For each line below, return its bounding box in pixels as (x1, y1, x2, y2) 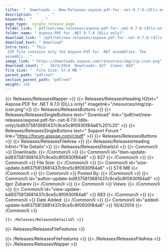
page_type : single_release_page (5, 21, 75, 27)
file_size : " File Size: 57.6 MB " (5, 68, 81, 73)
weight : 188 (5, 82, 30, 87)
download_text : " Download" (5, 40, 64, 45)
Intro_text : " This (5, 45, 46, 50)
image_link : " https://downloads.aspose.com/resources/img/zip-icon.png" (5, 59, 162, 64)
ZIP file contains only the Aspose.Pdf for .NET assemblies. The (7, 49, 146, 54)
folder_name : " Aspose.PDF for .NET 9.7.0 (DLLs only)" (5, 31, 124, 36)
